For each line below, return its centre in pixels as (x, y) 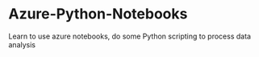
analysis (22, 44)
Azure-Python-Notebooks (98, 14)
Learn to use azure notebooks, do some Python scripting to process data (130, 36)
